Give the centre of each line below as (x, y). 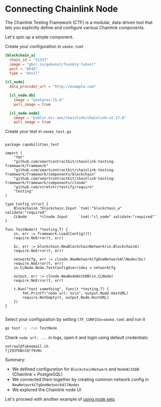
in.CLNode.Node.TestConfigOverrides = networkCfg (65, 268)
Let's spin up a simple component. (39, 37)
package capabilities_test (32, 145)
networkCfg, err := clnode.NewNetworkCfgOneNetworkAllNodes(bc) (80, 259)
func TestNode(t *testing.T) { (37, 230)
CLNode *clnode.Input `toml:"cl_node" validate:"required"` (85, 217)
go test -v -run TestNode (31, 328)
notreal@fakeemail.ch (27, 347)
